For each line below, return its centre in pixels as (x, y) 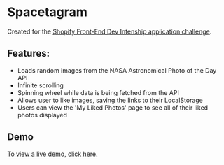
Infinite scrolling (41, 85)
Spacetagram (47, 12)
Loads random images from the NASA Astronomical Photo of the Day (117, 70)
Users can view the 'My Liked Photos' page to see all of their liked (113, 107)
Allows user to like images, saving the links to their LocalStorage (110, 100)
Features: (29, 53)
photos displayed (42, 115)
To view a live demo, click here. (52, 154)
